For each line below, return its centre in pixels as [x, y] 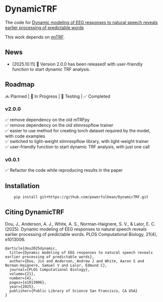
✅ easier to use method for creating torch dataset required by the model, [78, 130]
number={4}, [22, 278]
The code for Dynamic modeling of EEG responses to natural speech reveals [81, 22]
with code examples [25, 136]
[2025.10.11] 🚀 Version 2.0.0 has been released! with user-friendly [77, 64]
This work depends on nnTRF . [35, 37]
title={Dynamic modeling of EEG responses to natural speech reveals [81, 252]
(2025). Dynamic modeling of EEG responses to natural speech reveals [76, 229]
